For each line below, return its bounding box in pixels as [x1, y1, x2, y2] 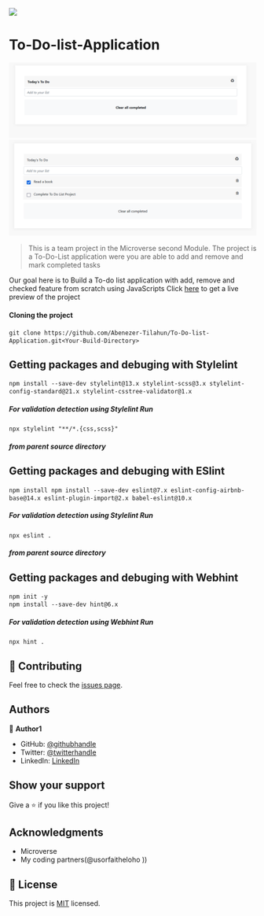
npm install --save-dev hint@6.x [9, 600, 119, 609]
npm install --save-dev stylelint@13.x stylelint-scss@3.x [9, 380, 207, 388]
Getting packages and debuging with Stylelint [9, 358, 238, 371]
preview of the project [9, 292, 81, 302]
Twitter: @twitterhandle [20, 748, 97, 757]
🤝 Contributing [9, 659, 82, 673]
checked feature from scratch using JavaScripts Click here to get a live [9, 284, 239, 294]
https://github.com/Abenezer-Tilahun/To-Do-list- [43, 329, 211, 337]
